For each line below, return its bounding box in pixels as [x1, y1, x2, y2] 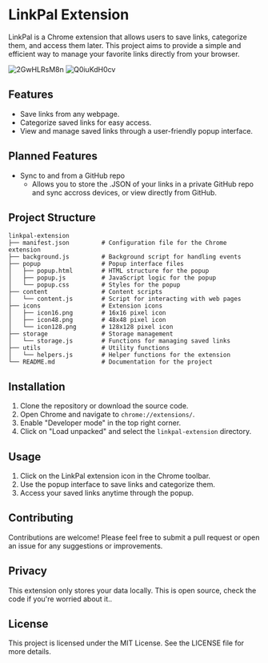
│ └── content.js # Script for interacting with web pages [8, 295, 242, 303]
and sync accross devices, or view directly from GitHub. [31, 187, 218, 197]
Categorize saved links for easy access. [19, 118, 152, 127]
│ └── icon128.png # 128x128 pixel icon [8, 323, 174, 331]
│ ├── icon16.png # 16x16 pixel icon [8, 309, 166, 317]
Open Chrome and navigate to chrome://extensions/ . [19, 410, 195, 420]
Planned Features [8, 150, 98, 163]
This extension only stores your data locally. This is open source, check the [8, 585, 257, 595]
